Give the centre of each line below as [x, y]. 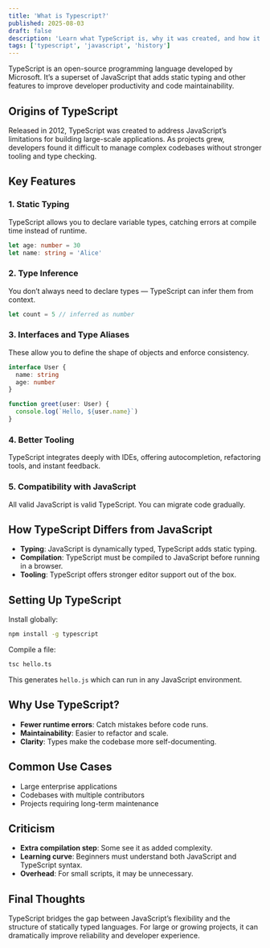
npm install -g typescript [53, 634]
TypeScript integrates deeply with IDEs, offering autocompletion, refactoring [135, 457]
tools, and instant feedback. [54, 466]
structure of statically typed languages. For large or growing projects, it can [133, 927]
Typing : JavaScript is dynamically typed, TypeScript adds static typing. [138, 549]
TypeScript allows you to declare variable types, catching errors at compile [133, 221]
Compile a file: [32, 650]
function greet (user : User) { [59, 404]
